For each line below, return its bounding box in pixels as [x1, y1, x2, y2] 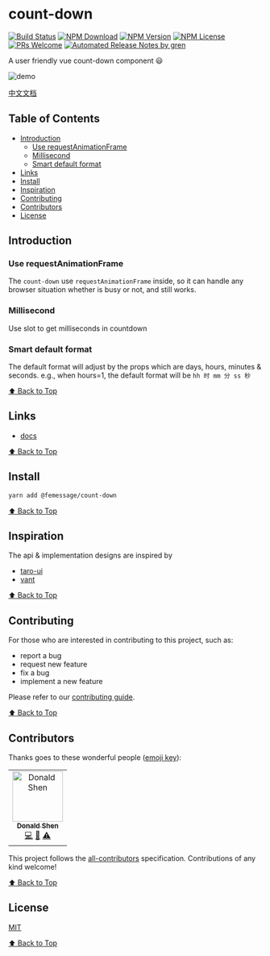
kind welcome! [8, 862, 57, 871]
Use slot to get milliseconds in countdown [8, 324, 147, 333]
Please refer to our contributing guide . [8, 692, 135, 702]
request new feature [19, 659, 88, 670]
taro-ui [19, 566, 43, 576]
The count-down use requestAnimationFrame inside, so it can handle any [8, 276, 244, 286]
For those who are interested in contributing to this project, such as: [8, 635, 234, 645]
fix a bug [19, 668, 50, 678]
